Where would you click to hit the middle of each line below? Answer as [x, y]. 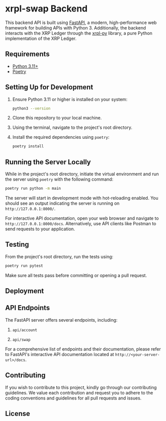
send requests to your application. [40, 229]
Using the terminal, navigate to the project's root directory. [72, 127]
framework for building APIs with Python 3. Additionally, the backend [76, 27]
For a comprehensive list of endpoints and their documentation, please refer [83, 349]
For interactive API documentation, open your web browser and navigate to [82, 218]
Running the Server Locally [48, 162]
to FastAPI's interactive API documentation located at [60, 354]
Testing [17, 244]
